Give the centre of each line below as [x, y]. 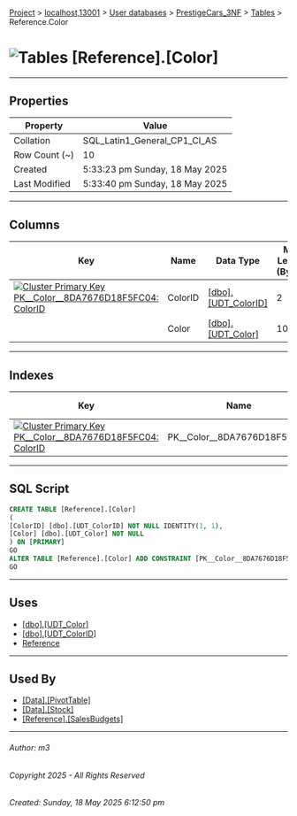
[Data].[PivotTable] [56, 700]
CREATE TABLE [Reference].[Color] [73, 509]
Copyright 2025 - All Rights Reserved [77, 775]
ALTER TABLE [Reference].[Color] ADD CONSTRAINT [100, 559]
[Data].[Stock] [48, 710]
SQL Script [39, 489]
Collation [32, 141]
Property [44, 126]
